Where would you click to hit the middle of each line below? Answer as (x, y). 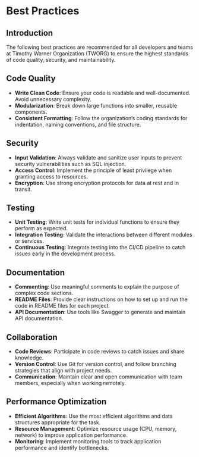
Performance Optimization (56, 402)
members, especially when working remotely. (70, 383)
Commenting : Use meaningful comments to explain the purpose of (97, 287)
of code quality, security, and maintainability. (61, 60)
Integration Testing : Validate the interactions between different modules (103, 235)
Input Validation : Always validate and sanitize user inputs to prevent (98, 157)
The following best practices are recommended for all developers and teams (99, 47)
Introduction (30, 33)
